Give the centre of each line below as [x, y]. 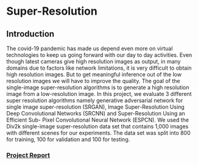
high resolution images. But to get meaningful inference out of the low [94, 74]
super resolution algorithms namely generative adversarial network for [95, 100]
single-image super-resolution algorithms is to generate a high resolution [98, 87]
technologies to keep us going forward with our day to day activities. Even [99, 55]
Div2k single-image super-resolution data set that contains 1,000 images [97, 126]
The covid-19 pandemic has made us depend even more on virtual [90, 48]
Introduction [30, 34]
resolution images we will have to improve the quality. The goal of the [93, 81]
